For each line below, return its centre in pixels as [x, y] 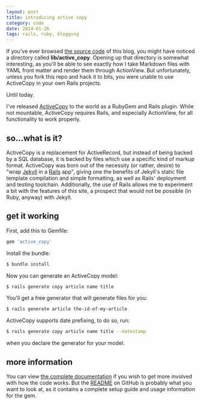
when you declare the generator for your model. [65, 343]
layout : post [22, 12]
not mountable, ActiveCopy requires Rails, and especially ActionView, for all [100, 113]
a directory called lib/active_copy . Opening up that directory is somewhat [97, 58]
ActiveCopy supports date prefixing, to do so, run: [68, 321]
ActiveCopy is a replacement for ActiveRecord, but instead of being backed [100, 152]
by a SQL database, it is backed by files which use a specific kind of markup [100, 159]
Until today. [20, 95]
